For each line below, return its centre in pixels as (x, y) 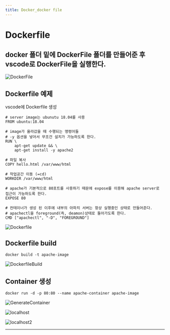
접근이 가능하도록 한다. (26, 194)
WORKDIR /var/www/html (29, 179)
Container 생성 (28, 281)
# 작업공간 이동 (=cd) (26, 174)
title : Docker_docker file (34, 10)
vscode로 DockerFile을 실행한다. (56, 64)
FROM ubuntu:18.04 (25, 122)
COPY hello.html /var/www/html (38, 165)
